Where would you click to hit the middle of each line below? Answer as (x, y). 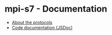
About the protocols (32, 22)
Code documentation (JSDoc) (42, 27)
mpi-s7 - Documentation (56, 9)
